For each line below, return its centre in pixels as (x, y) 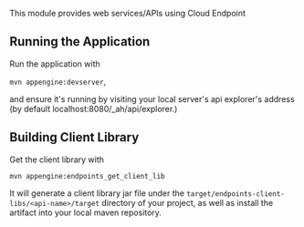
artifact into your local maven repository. (86, 212)
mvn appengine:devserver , (58, 81)
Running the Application (80, 41)
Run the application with (55, 64)
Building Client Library (74, 137)
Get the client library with (57, 160)
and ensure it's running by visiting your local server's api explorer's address (152, 98)
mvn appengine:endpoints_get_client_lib (88, 176)
